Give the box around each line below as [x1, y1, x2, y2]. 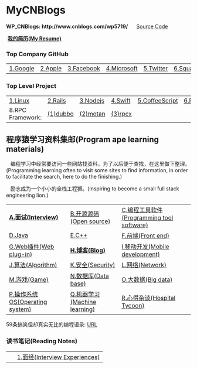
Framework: [9, 113, 42, 121]
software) [121, 221, 148, 229]
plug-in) [9, 250, 32, 258]
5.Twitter [143, 64, 168, 73]
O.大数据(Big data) [121, 276, 173, 284]
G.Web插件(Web [9, 242, 55, 251]
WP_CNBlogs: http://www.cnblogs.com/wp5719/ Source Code [6, 23, 168, 30]
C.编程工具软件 [121, 206, 163, 214]
